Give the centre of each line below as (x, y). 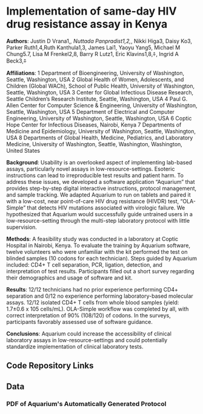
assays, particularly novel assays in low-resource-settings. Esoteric (91, 169)
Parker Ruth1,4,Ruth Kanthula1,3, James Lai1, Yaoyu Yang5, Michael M (93, 47)
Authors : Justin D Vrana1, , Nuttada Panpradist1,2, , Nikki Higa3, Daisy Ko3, (99, 41)
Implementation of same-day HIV (92, 11)
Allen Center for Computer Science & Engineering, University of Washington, (102, 105)
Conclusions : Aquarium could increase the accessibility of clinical (89, 334)
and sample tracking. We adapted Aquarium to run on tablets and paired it (98, 195)
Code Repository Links (50, 366)
